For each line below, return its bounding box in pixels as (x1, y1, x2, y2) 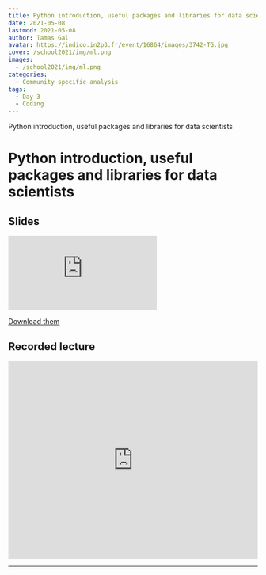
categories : (8, 70, 47, 78)
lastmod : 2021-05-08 (8, 26, 77, 34)
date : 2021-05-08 (8, 19, 66, 27)
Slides (8, 215, 40, 228)
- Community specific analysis (15, 78, 119, 86)
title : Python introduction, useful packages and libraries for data (8, 11, 243, 20)
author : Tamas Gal (8, 33, 69, 42)
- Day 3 (15, 93, 41, 101)
